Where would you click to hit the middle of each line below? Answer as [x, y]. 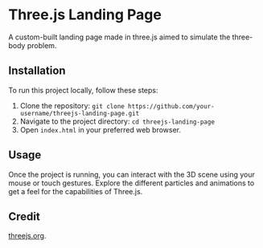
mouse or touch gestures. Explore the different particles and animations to [131, 183]
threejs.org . [27, 236]
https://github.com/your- [171, 106]
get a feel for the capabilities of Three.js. [76, 191]
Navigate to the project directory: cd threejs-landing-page [117, 121]
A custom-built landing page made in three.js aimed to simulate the [119, 37]
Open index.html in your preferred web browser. [101, 129]
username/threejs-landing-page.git [80, 113]
